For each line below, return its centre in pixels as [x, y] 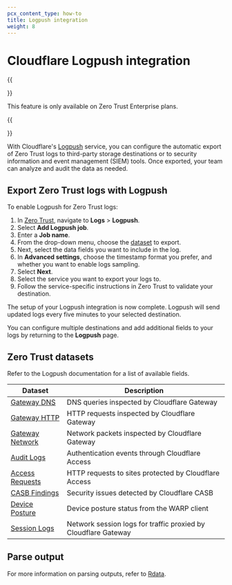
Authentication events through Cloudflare [134, 453]
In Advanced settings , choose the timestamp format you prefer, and [115, 257]
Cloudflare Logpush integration [99, 60]
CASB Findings [35, 492]
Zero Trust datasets [51, 357]
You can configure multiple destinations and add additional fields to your [110, 328]
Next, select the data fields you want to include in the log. [99, 250]
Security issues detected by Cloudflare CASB [140, 492]
